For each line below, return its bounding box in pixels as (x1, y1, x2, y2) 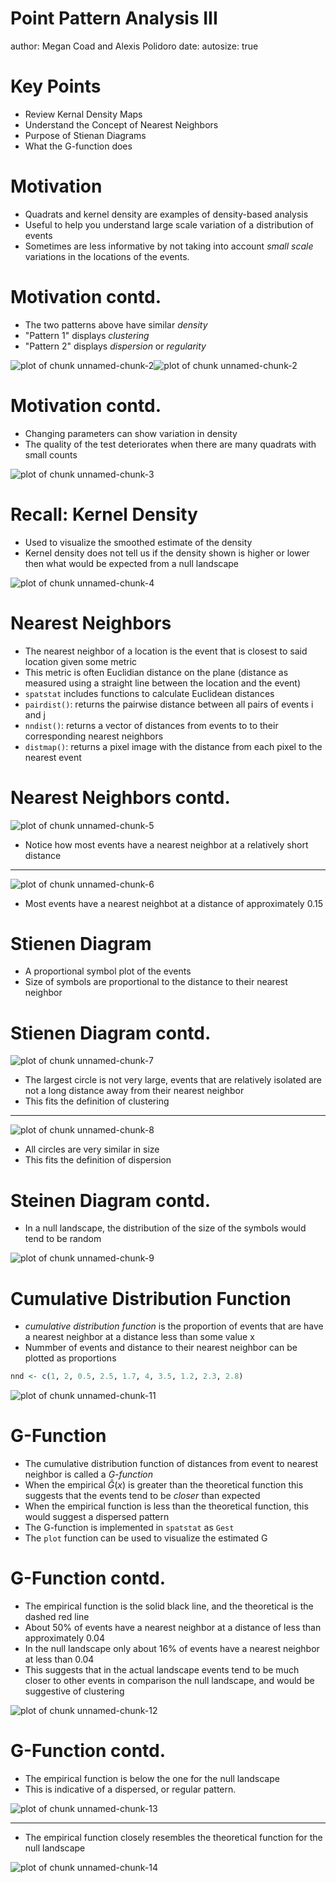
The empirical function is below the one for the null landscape (24, 1772, 280, 1784)
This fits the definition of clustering (24, 1095, 170, 1107)
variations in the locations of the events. (24, 250, 190, 262)
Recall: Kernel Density (10, 503, 198, 526)
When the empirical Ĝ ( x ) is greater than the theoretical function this (24, 1479, 304, 1491)
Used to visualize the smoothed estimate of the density (24, 536, 253, 548)
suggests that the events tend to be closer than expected (24, 1490, 261, 1502)
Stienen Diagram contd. (10, 1022, 212, 1044)
